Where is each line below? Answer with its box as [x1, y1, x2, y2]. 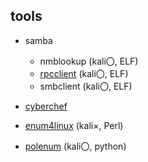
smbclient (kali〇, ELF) [39, 80, 133, 92]
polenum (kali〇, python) [24, 140, 127, 152]
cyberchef [24, 100, 68, 112]
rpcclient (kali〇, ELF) [39, 67, 129, 79]
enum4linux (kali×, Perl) [24, 119, 124, 131]
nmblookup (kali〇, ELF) [39, 55, 139, 67]
